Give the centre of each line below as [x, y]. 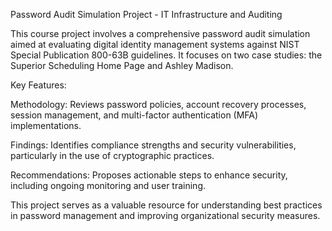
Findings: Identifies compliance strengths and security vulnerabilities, [153, 145]
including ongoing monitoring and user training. [108, 185]
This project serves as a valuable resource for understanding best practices [166, 205]
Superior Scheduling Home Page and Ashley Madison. [122, 65]
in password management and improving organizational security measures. [165, 215]
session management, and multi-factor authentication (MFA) [134, 115]
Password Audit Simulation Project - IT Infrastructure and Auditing [146, 14]
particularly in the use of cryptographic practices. [112, 155]
